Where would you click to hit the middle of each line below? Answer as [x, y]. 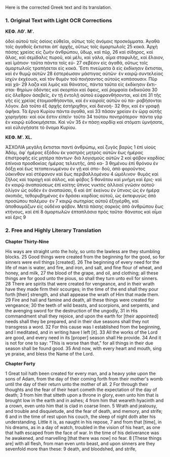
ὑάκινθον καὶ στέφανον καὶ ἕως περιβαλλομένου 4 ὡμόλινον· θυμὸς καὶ [82, 174]
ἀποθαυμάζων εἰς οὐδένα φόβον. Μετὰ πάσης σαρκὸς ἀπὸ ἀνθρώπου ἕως [84, 206]
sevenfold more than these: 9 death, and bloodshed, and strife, [71, 449]
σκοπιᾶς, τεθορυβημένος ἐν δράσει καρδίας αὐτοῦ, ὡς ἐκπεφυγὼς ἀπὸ [81, 196]
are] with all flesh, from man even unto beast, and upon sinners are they [80, 443]
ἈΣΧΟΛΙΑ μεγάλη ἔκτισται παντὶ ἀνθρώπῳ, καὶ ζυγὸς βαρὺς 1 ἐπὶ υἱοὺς [81, 147]
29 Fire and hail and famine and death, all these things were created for [80, 300]
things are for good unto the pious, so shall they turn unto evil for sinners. [82, 278]
